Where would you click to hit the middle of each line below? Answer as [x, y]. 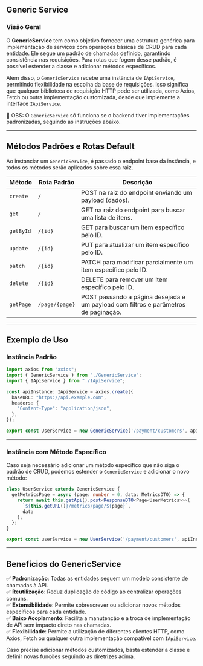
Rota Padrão [56, 182]
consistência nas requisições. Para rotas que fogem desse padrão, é [92, 59]
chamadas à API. [27, 585]
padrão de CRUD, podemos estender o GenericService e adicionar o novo [98, 472]
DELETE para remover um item [124, 279]
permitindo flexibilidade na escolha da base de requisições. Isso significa [97, 84]
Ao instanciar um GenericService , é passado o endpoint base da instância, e [101, 161]
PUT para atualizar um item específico [135, 244]
